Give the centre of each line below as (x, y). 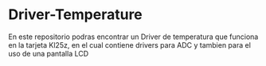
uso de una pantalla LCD (49, 53)
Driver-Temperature (76, 15)
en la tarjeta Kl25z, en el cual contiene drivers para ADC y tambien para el (129, 45)
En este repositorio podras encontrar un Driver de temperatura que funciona (133, 37)
